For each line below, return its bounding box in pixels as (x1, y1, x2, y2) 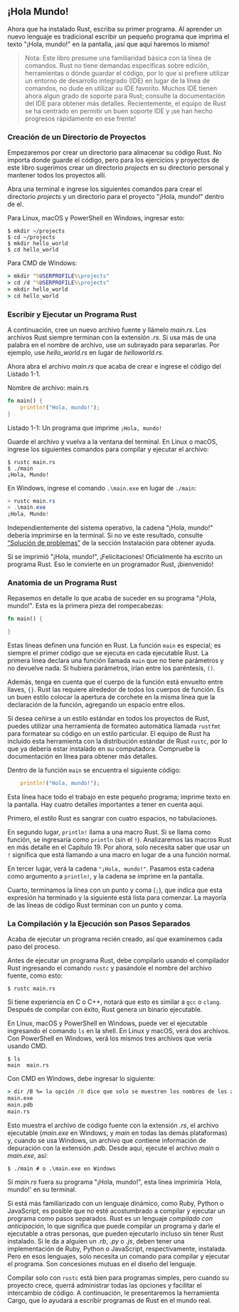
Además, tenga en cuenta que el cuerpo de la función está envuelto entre (7, 677, 223, 687)
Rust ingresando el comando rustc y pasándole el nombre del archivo (7, 964, 212, 973)
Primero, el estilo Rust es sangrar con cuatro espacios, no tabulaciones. (7, 814, 218, 823)
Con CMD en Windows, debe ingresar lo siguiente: (7, 1075, 156, 1083)
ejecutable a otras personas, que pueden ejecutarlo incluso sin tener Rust (7, 1229, 224, 1238)
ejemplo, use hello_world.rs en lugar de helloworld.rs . (7, 348, 164, 357)
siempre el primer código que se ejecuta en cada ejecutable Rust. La (7, 649, 208, 657)
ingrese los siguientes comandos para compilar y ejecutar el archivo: (7, 445, 209, 453)
